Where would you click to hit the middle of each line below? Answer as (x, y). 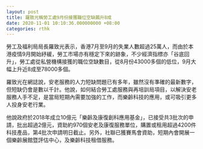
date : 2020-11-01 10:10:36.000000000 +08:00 (63, 23)
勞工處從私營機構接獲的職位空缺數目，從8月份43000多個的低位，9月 (105, 62)
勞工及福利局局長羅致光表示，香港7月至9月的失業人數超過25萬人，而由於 (97, 46)
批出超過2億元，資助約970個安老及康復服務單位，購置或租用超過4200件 (106, 125)
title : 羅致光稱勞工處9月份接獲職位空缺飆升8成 (59, 17)
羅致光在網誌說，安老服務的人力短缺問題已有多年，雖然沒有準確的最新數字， (101, 82)
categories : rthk (28, 29)
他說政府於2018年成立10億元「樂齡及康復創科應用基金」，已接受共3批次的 (97, 118)
